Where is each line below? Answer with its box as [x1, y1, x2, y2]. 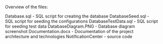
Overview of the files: [5, 4, 48, 10]
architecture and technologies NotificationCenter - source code [5, 33, 132, 39]
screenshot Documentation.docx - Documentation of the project [5, 29, 134, 34]
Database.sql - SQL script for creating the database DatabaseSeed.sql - [5, 13, 149, 19]
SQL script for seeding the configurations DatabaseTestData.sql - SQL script [5, 19, 158, 24]
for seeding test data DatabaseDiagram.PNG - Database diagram [5, 23, 135, 29]
